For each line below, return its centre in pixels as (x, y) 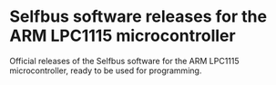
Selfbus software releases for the (138, 17)
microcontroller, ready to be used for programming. (106, 71)
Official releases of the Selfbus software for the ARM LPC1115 (124, 61)
